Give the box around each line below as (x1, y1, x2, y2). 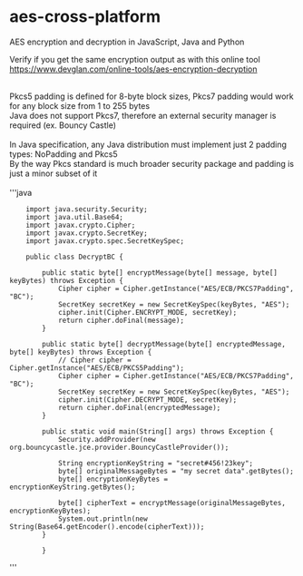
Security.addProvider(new (57, 434, 156, 444)
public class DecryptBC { (25, 252, 124, 261)
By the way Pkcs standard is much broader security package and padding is (9, 158, 295, 169)
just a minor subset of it (9, 168, 98, 179)
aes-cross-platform (9, 6, 161, 27)
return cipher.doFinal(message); (57, 316, 184, 325)
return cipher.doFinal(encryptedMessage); (57, 403, 221, 412)
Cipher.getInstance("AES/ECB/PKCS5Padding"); (9, 363, 184, 373)
